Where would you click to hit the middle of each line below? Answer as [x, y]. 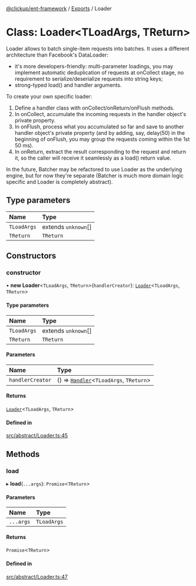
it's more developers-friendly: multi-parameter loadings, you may [94, 66]
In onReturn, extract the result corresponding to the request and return [100, 151]
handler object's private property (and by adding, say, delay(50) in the [100, 133]
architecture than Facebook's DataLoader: [57, 55]
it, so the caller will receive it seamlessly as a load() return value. [93, 158]
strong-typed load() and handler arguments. [68, 85]
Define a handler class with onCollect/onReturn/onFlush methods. [94, 108]
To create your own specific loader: [49, 96]
